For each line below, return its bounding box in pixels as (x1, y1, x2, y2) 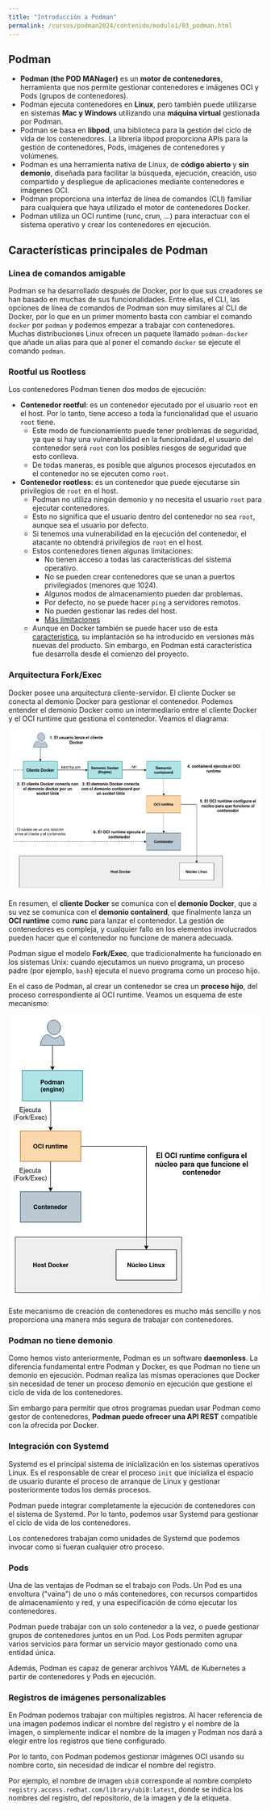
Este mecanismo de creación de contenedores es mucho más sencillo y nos (8, 1306, 261, 1316)
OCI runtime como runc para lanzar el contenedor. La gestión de (8, 916, 224, 925)
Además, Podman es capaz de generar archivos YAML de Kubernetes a (8, 1663, 246, 1673)
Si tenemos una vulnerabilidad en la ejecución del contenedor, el (31, 529, 248, 539)
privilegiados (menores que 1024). (44, 580, 159, 590)
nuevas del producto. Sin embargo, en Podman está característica (31, 641, 252, 651)
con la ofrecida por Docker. (8, 1421, 99, 1430)
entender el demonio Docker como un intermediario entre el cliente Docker (8, 705, 257, 714)
